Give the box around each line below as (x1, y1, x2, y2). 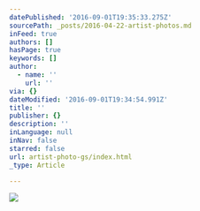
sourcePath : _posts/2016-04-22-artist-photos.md (9, 21, 192, 30)
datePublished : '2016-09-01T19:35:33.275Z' (9, 12, 173, 22)
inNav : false (9, 136, 58, 145)
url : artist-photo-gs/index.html (9, 152, 133, 162)
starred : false (9, 144, 65, 153)
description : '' (9, 120, 69, 129)
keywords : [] (9, 54, 58, 63)
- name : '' (17, 71, 58, 79)
